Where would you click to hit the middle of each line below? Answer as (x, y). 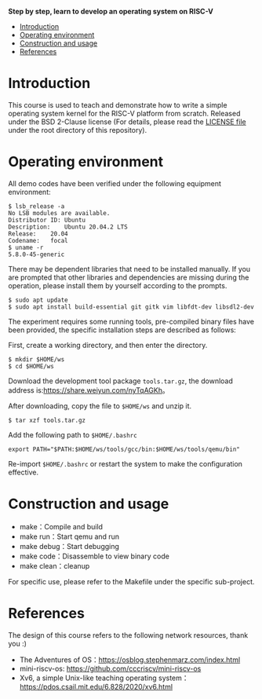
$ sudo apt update (38, 300)
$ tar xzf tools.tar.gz (47, 420)
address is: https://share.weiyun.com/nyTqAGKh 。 (89, 390)
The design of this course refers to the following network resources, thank (128, 635)
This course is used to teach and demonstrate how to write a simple (118, 104)
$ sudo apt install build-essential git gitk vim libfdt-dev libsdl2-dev (131, 307)
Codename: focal (38, 240)
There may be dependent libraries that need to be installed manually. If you (129, 269)
